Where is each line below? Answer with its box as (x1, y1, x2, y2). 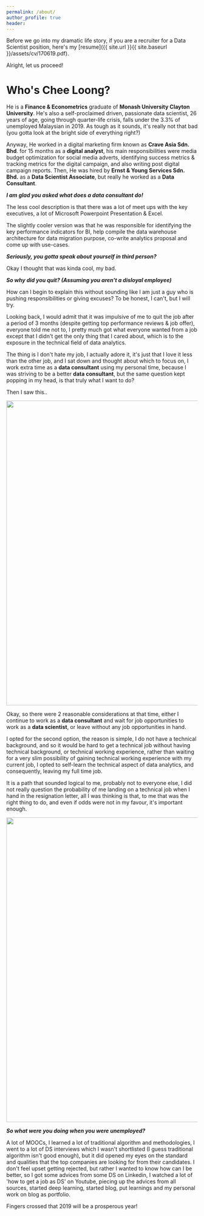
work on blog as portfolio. (6, 1191, 71, 1198)
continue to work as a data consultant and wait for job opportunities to (6, 717, 184, 724)
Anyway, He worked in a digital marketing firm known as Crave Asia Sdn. (6, 141, 189, 148)
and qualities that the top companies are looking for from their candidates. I (6, 1159, 195, 1166)
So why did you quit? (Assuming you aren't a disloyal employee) (6, 277, 172, 284)
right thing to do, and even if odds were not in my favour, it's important (6, 799, 183, 806)
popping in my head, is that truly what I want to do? (6, 377, 135, 384)
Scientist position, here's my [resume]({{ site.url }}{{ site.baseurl (6, 43, 168, 51)
